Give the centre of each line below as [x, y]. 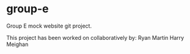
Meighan [17, 44]
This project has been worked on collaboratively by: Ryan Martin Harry [95, 37]
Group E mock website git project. [49, 26]
